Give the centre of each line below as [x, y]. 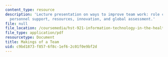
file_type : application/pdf [34, 33]
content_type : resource [30, 10]
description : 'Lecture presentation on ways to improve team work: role [82, 14]
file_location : [21, 28]
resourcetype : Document [30, 38]
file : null [16, 24]
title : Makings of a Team [32, 42]
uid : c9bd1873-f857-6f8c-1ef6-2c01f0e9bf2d [51, 47]
